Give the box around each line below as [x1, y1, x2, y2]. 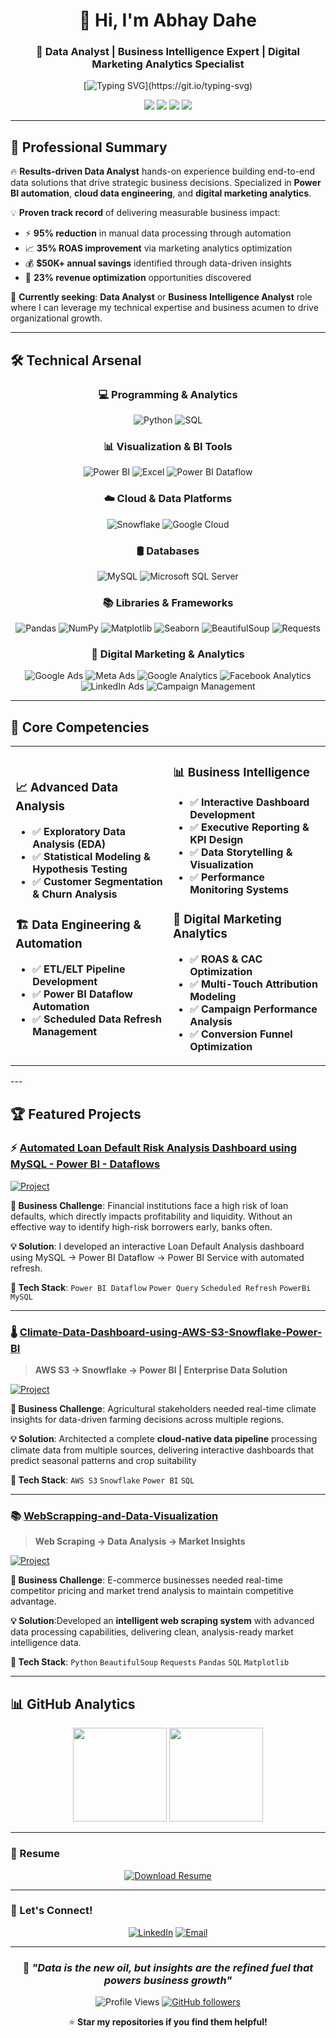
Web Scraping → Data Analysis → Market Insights [34, 1535, 246, 1548]
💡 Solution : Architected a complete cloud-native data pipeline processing [10, 1433, 318, 1445]
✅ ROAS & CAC [189, 952, 263, 966]
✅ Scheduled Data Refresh [32, 1012, 162, 1026]
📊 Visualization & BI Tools [103, 439, 233, 453]
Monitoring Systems [189, 883, 289, 897]
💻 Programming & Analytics [98, 387, 238, 401]
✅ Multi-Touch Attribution [189, 977, 318, 991]
